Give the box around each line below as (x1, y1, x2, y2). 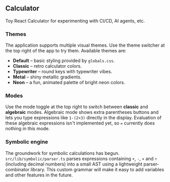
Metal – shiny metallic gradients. (12, 74, 82, 80)
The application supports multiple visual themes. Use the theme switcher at (5, 42, 165, 48)
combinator (5, 166, 30, 172)
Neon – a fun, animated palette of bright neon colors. (12, 79, 125, 86)
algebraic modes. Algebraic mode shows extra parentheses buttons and (5, 109, 159, 115)
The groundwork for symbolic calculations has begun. (5, 150, 120, 156)
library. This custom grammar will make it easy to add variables (30, 166, 164, 172)
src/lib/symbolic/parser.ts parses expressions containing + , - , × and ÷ (5, 155, 158, 161)
